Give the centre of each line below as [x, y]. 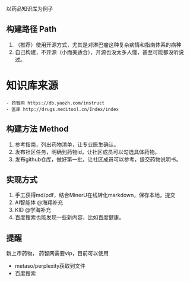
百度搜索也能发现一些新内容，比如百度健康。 [69, 217]
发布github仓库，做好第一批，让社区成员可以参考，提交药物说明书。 [98, 159]
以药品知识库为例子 [30, 9]
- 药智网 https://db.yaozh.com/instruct [56, 103]
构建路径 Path [31, 29]
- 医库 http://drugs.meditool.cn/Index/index [62, 109]
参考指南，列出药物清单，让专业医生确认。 [67, 144]
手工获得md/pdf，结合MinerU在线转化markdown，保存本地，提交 [95, 195]
